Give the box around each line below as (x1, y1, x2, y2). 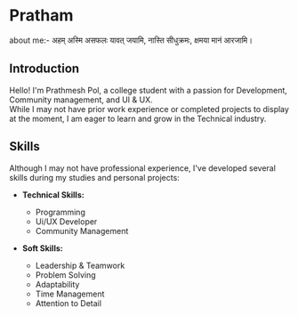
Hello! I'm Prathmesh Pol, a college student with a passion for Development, (9, 85, 287, 95)
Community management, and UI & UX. (9, 94, 153, 105)
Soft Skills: (21, 242, 64, 254)
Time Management (35, 288, 105, 299)
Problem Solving (35, 269, 96, 280)
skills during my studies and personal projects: (9, 172, 180, 182)
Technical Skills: (21, 189, 85, 200)
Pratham (9, 5, 74, 26)
